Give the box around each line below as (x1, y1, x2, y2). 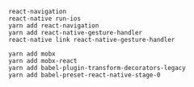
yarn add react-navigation (8, 22, 99, 30)
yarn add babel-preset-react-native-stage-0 (8, 71, 161, 79)
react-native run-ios (8, 14, 81, 23)
